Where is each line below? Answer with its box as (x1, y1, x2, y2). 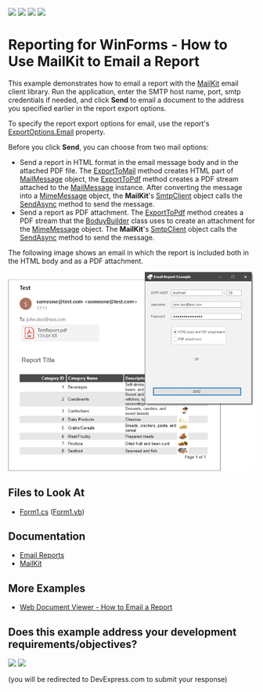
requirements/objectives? (8, 637, 138, 651)
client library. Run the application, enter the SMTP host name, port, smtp (8, 86, 241, 96)
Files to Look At (8, 486, 85, 500)
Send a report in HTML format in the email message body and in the (19, 157, 239, 167)
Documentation (8, 529, 86, 543)
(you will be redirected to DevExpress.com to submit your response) (8, 674, 228, 683)
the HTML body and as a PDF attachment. (8, 256, 143, 265)
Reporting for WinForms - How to (8, 36, 229, 54)
